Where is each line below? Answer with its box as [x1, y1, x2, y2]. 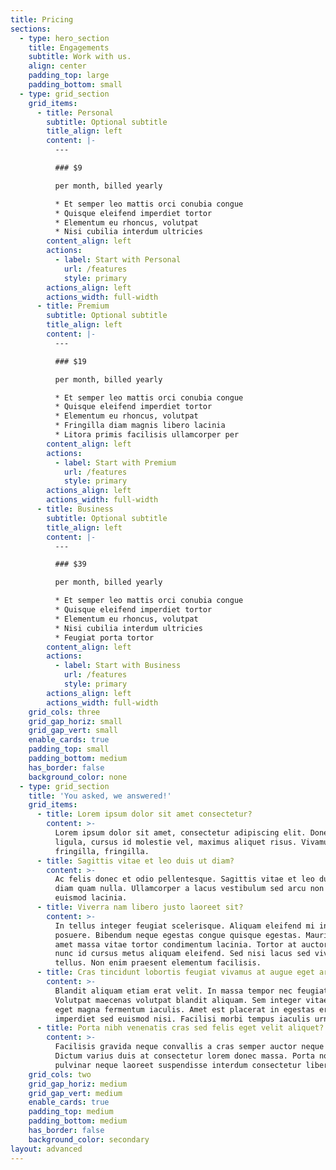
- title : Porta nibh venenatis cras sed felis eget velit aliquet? [36, 1023, 325, 1033]
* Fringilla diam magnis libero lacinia [54, 421, 226, 431]
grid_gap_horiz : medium [28, 1079, 128, 1089]
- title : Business [36, 504, 114, 514]
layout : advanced [10, 1144, 83, 1154]
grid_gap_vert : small [28, 726, 118, 736]
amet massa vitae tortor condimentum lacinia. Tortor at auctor [54, 939, 329, 950]
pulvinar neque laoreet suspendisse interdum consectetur [54, 1060, 302, 1070]
